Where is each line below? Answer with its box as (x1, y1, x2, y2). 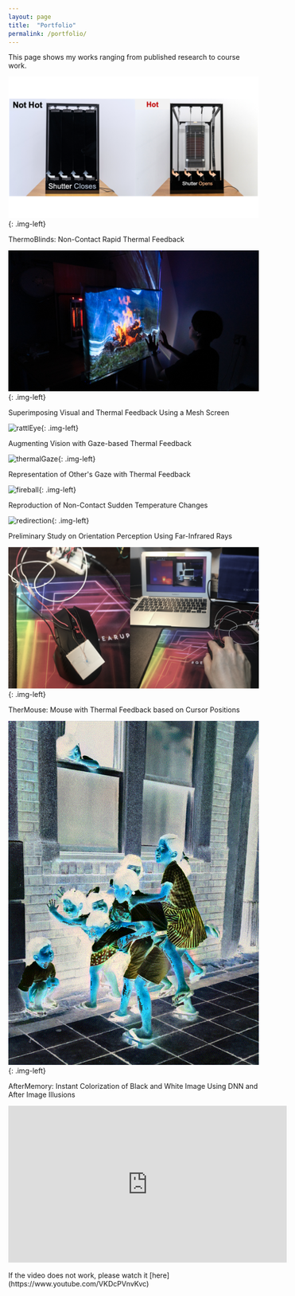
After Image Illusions (8, 1090, 76, 1099)
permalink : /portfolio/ (8, 29, 87, 37)
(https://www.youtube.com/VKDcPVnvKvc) (8, 1279, 149, 1289)
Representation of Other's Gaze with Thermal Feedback (8, 470, 191, 480)
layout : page (8, 13, 52, 21)
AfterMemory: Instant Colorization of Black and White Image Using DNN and (8, 1082, 258, 1091)
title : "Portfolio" (8, 21, 77, 29)
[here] (149, 1271, 169, 1280)
